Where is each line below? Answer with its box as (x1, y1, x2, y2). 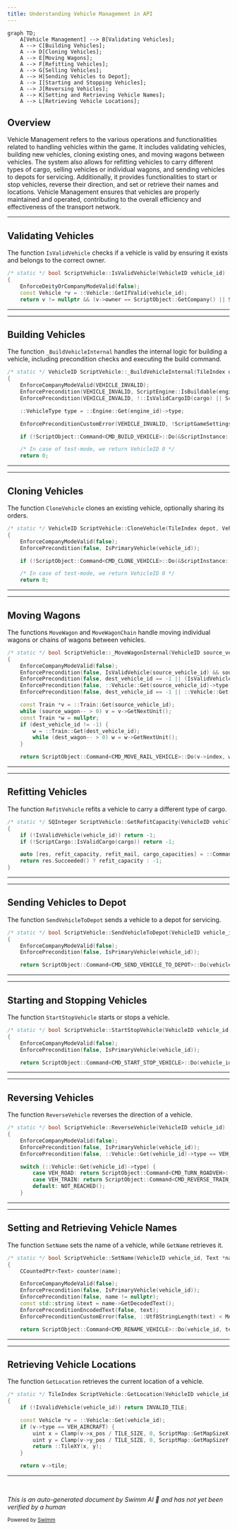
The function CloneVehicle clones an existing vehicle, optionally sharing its (7, 504, 224, 512)
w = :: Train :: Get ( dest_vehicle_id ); (32, 727, 140, 734)
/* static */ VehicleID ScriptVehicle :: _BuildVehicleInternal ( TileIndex (7, 368, 226, 376)
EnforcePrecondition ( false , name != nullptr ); (20, 1294, 159, 1301)
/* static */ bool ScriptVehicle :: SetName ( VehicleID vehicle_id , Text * (7, 1254, 226, 1261)
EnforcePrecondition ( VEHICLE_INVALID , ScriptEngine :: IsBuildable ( (20, 389, 219, 396)
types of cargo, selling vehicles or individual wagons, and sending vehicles (7, 165, 226, 174)
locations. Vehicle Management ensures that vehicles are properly (7, 188, 200, 196)
